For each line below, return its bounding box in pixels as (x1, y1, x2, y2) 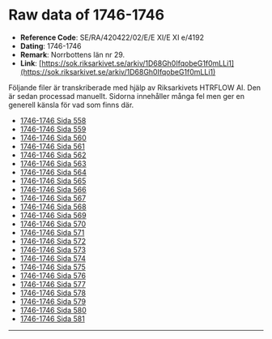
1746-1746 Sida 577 (19, 279, 87, 289)
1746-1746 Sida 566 (19, 184, 87, 194)
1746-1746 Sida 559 (19, 124, 87, 134)
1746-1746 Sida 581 (19, 314, 85, 324)
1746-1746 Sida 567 (19, 193, 87, 203)
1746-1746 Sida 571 (19, 227, 85, 237)
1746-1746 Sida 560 (19, 132, 87, 143)
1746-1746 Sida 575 (19, 262, 87, 272)
